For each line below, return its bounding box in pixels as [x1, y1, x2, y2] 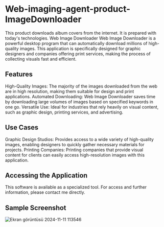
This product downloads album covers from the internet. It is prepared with [5, 30, 157, 36]
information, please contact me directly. [5, 189, 86, 195]
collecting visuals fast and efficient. [5, 56, 77, 62]
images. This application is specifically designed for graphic [20, 45, 141, 51]
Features [5, 70, 33, 79]
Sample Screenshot [5, 204, 67, 212]
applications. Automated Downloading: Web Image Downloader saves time [5, 93, 156, 99]
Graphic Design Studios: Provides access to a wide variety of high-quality [5, 136, 154, 142]
